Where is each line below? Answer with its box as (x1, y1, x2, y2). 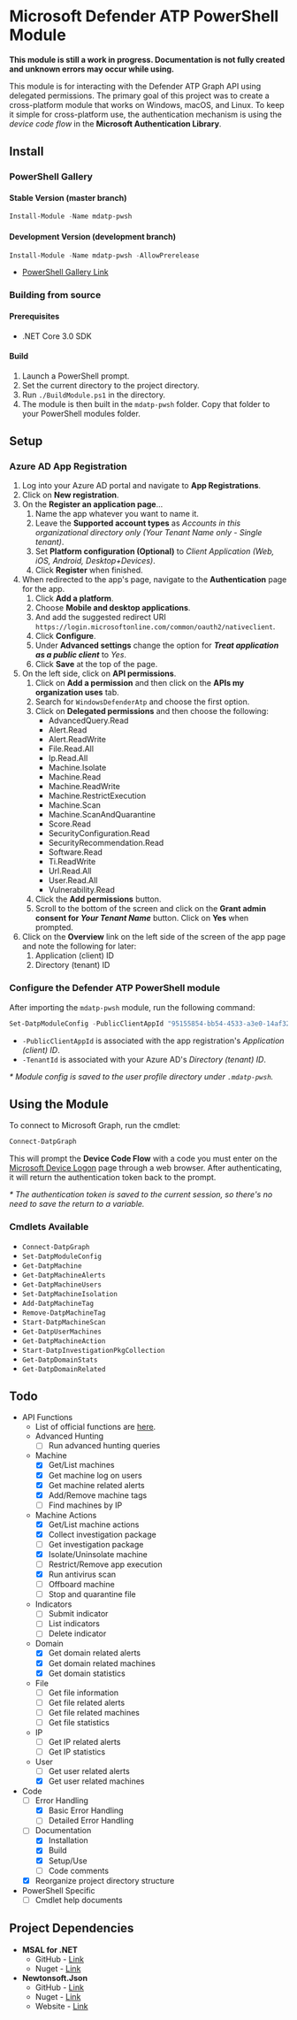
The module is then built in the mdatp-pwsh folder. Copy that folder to (21, 398, 270, 409)
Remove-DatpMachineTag (21, 1308, 106, 1317)
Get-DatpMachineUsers (21, 1280, 102, 1289)
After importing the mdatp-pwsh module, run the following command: (9, 1002, 255, 1012)
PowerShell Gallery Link (21, 267, 109, 278)
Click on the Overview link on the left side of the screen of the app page (21, 932, 286, 942)
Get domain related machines (48, 1657, 156, 1669)
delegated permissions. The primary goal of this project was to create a (9, 90, 270, 101)
